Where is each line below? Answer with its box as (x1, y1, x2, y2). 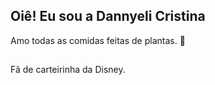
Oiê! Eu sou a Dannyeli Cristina (10, 8, 206, 25)
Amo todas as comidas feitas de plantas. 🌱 (10, 34, 186, 46)
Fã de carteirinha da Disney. (10, 64, 126, 76)
